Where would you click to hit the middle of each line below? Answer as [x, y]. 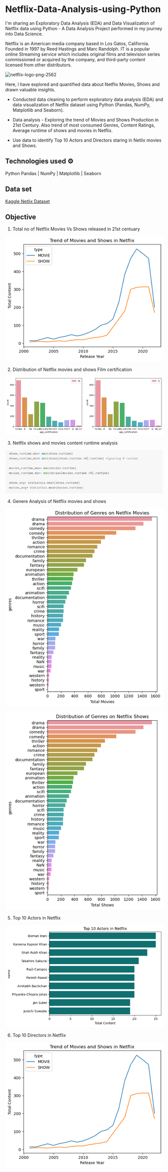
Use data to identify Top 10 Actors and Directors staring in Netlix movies [87, 140]
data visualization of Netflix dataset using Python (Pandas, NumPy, [81, 104]
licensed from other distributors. [38, 65]
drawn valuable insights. [30, 89]
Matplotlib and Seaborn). [38, 110]
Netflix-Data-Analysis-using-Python [83, 9]
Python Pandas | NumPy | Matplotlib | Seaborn [53, 173]
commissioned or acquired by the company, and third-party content [75, 59]
